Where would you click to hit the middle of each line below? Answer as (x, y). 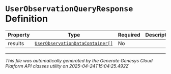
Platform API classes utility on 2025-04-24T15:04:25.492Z (67, 66)
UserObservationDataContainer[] (74, 43)
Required (129, 34)
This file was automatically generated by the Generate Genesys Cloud (79, 60)
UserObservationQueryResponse (69, 9)
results (16, 43)
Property (19, 34)
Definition (27, 19)
